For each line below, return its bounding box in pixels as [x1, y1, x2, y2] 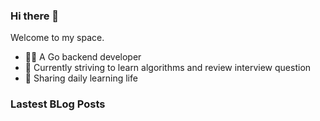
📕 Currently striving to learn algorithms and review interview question [24, 62, 312, 74]
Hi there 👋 [10, 9, 60, 23]
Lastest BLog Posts [10, 97, 106, 111]
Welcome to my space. [10, 32, 105, 44]
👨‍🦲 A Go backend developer [24, 51, 142, 63]
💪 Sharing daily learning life [24, 72, 138, 84]
